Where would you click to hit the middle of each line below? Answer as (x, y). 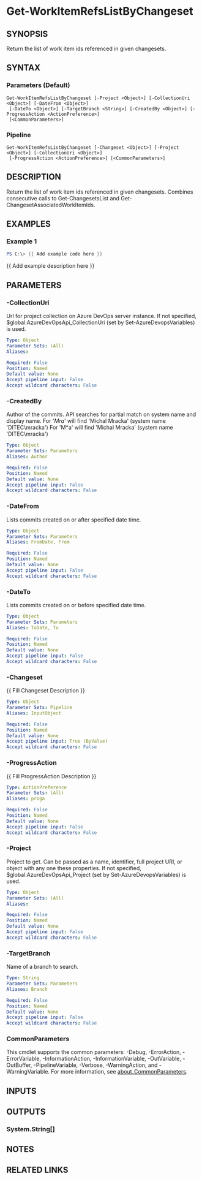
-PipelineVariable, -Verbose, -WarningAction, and (95, 1065)
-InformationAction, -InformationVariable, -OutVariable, (112, 1059)
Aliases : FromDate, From (38, 542)
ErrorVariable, (24, 1059)
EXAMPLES (28, 224)
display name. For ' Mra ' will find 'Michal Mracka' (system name (86, 421)
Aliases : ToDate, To (33, 627)
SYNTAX (24, 68)
